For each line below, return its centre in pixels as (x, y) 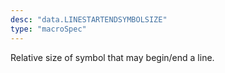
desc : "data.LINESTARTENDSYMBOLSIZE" (89, 19)
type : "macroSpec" (48, 29)
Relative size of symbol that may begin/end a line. (112, 57)
